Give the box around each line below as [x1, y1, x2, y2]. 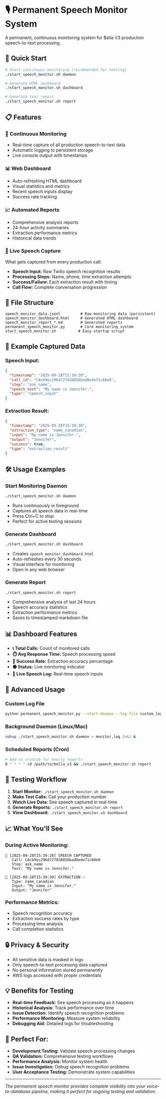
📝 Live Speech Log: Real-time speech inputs [12, 671, 103, 677]
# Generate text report [5, 94, 54, 99]
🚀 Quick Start [5, 54, 47, 63]
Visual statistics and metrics [12, 183, 70, 189]
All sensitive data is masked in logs [12, 956, 83, 962]
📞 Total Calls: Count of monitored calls [12, 645, 90, 651]
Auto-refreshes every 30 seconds [12, 556, 82, 562]
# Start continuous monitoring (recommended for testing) [5, 67, 127, 72]
